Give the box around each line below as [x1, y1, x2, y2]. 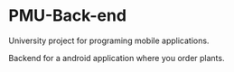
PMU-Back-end [8, 5, 127, 26]
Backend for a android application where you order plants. [8, 52, 225, 63]
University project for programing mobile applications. [8, 35, 210, 46]
